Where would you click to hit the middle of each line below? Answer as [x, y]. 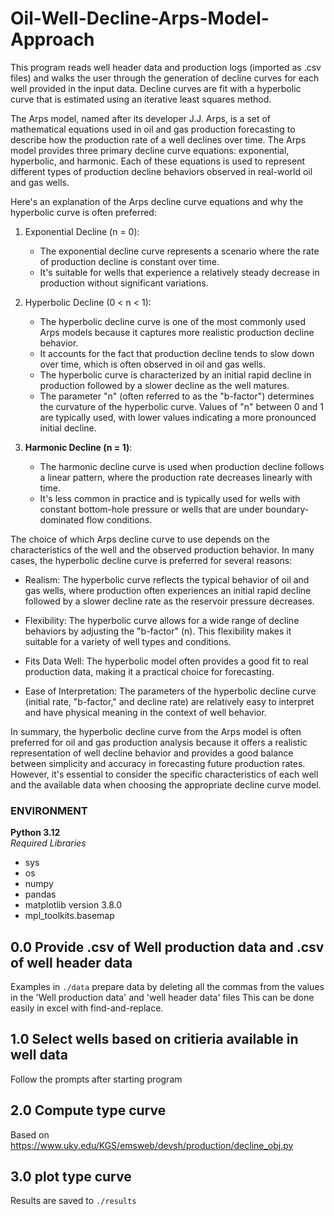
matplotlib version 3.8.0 [73, 905]
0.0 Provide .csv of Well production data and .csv [167, 947]
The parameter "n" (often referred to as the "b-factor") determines [177, 396]
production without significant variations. [124, 283]
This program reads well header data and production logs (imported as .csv [166, 67]
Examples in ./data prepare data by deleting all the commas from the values [167, 987]
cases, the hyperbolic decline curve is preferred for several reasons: [151, 560]
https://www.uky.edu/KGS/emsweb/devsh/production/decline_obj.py [152, 1145]
